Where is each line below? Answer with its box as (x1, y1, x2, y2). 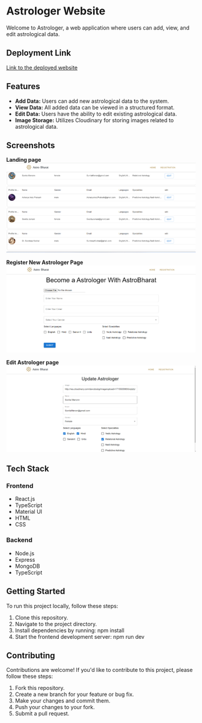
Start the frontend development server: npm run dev (14, 633, 145, 640)
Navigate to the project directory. (14, 620, 97, 627)
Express (14, 556, 35, 563)
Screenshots (6, 140, 55, 150)
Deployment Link (6, 48, 71, 58)
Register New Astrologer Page (6, 259, 84, 266)
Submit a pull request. (14, 710, 70, 717)
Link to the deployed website (6, 64, 78, 71)
